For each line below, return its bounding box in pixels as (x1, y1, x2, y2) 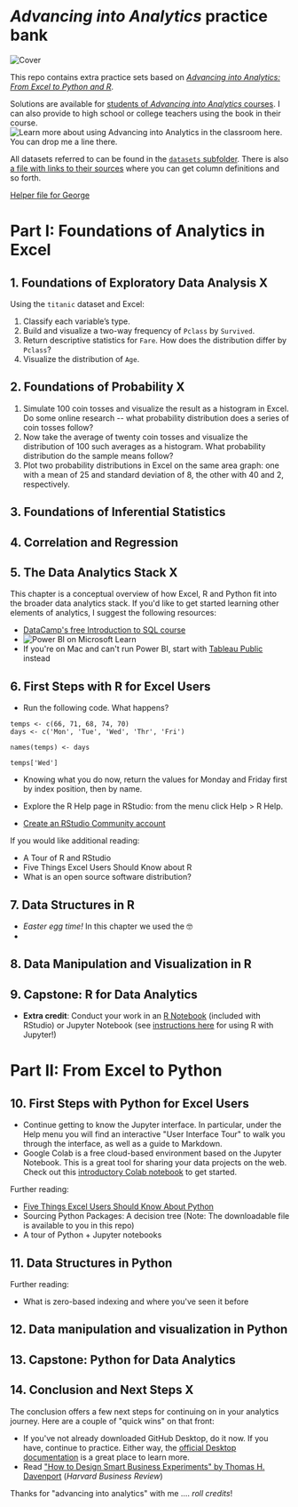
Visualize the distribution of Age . (22, 353, 140, 364)
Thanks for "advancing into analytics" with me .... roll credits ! (10, 1487, 233, 1498)
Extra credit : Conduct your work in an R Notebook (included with (22, 1011, 261, 1021)
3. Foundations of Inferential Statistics (10, 504, 226, 520)
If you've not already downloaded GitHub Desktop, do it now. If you (22, 1432, 269, 1443)
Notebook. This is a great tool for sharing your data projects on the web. (22, 1157, 287, 1168)
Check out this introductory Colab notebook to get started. (22, 1167, 238, 1178)
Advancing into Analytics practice (10, 6, 269, 27)
